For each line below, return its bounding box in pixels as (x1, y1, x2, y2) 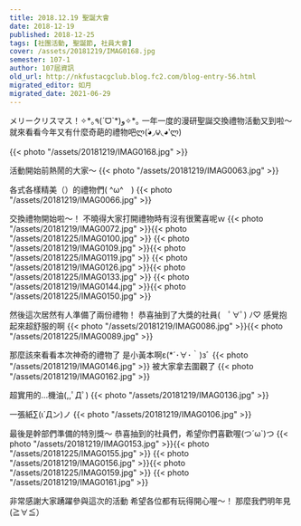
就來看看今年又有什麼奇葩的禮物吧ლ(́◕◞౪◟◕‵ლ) (9, 126, 183, 137)
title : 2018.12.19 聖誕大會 (9, 13, 110, 23)
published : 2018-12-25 (9, 30, 95, 39)
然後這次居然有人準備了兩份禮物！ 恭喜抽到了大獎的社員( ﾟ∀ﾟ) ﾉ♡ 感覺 (9, 309, 280, 320)
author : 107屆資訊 (9, 64, 75, 73)
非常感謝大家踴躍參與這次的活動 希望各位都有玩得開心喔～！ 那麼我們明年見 (9, 495, 291, 506)
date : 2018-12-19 (9, 22, 75, 31)
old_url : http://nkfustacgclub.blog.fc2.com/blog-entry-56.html (9, 72, 257, 81)
